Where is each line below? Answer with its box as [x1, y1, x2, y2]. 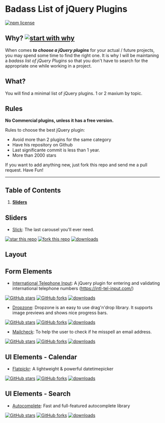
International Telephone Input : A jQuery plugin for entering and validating [12, 280, 160, 286]
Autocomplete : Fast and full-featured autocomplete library [12, 403, 130, 409]
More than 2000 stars [12, 152, 56, 158]
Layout [5, 250, 27, 259]
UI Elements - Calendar [5, 352, 77, 361]
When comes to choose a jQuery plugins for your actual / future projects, [5, 47, 155, 53]
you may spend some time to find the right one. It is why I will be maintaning [5, 52, 159, 58]
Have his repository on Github [12, 142, 73, 148]
